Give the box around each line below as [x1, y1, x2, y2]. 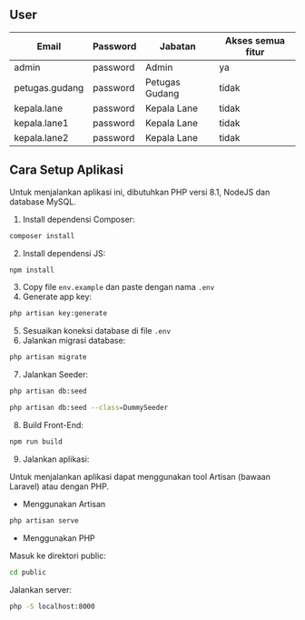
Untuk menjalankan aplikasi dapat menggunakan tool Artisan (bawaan [9, 471, 271, 482]
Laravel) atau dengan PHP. [9, 481, 109, 492]
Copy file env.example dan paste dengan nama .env [22, 282, 215, 293]
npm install [9, 265, 54, 275]
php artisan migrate [9, 353, 88, 362]
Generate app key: [22, 291, 93, 303]
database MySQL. [9, 195, 77, 207]
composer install [9, 231, 75, 240]
